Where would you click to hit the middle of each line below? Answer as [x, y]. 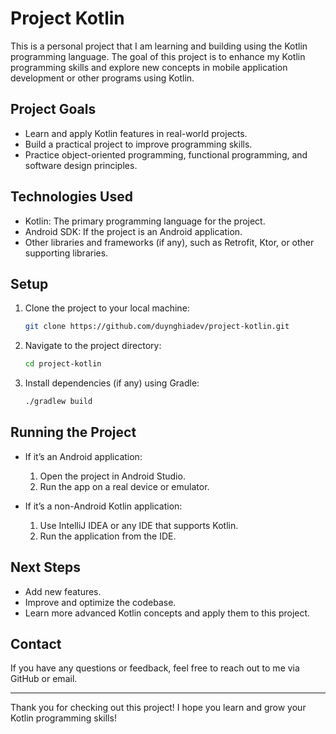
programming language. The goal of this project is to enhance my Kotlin [158, 56]
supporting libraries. [66, 253]
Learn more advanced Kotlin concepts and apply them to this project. [167, 613]
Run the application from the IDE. [108, 536]
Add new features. [63, 591]
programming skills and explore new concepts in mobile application [149, 67]
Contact [36, 644]
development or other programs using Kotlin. [102, 78]
